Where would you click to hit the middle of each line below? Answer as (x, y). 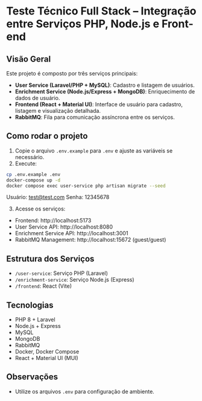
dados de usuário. (37, 98)
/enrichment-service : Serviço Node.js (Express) (74, 280)
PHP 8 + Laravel (35, 320)
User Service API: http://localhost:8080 (64, 227)
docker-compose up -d (33, 180)
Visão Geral (29, 59)
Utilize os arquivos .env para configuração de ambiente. (85, 391)
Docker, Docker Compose (47, 352)
